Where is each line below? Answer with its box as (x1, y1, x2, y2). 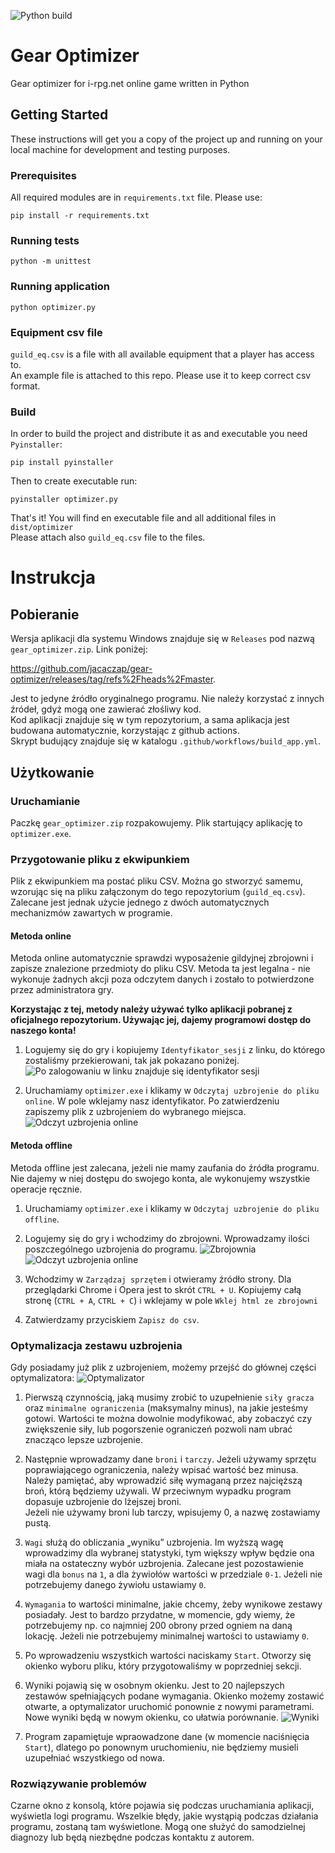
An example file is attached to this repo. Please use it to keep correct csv (10, 369, 312, 381)
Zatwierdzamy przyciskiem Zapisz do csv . (24, 1313, 200, 1325)
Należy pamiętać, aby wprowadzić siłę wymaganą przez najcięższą (24, 1474, 303, 1486)
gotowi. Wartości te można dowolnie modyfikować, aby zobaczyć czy (24, 1412, 313, 1424)
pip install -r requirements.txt (10, 211, 150, 221)
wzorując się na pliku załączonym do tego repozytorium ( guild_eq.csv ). (10, 886, 306, 898)
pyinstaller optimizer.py (10, 495, 118, 505)
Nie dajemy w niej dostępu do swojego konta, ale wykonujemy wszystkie (10, 1172, 311, 1184)
